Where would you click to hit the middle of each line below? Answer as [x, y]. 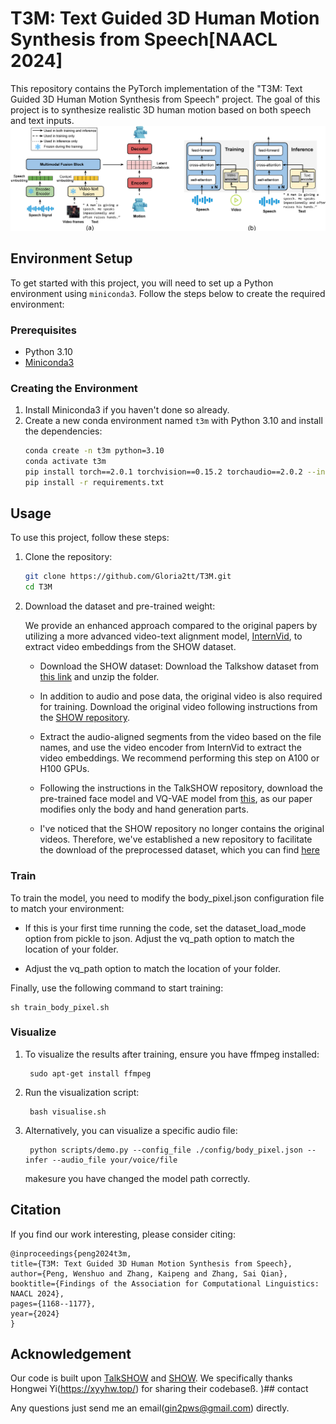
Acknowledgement [71, 1354]
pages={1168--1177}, [53, 1303]
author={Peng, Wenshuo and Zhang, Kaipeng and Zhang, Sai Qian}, [149, 1273]
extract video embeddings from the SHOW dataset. [130, 647]
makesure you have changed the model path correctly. [137, 1178]
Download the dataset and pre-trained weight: [120, 606]
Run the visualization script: [82, 1092]
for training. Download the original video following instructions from [178, 707]
